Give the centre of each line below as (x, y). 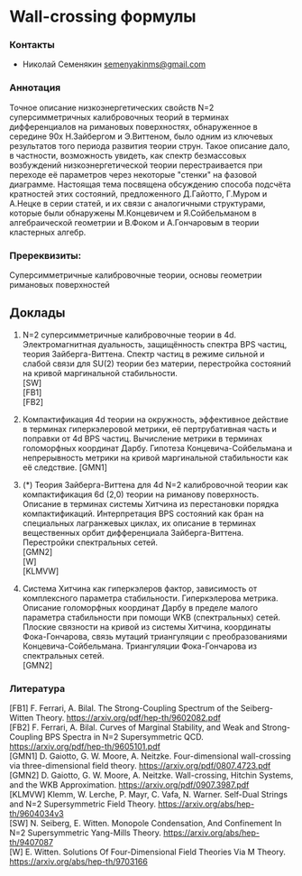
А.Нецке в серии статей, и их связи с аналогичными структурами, (137, 203)
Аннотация (35, 88)
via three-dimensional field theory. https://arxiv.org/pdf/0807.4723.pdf (140, 766)
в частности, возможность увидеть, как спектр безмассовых (128, 155)
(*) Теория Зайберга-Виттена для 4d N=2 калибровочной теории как (155, 484)
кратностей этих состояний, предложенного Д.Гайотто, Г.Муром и (138, 194)
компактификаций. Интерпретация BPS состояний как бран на (143, 513)
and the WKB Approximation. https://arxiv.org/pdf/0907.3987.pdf (129, 785)
